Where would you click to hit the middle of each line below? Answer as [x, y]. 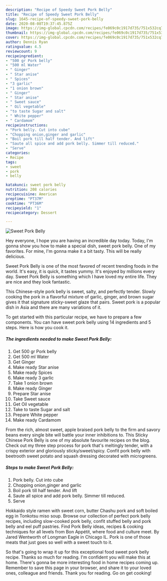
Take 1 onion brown [32, 383]
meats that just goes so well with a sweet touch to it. [59, 542]
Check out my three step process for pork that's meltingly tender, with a [79, 445]
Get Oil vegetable [30, 404]
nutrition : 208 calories [31, 190]
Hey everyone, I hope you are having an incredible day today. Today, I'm [79, 241]
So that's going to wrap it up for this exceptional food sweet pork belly [77, 552]
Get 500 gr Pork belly [35, 352]
